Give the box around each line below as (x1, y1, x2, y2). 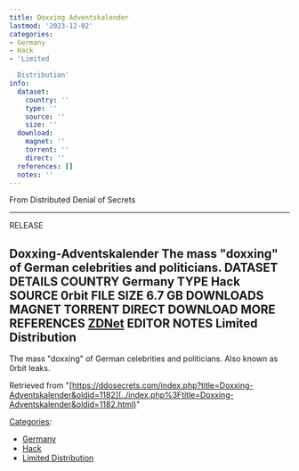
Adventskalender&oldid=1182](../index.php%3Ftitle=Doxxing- (9, 390, 234, 401)
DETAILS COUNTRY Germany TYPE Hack (9, 274, 240, 289)
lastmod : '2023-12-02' (9, 21, 93, 30)
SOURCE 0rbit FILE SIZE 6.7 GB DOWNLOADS (9, 287, 264, 303)
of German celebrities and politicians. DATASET (9, 260, 279, 275)
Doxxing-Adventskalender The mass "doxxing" (9, 246, 279, 261)
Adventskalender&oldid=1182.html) (9, 399, 137, 410)
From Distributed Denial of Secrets (9, 194, 136, 205)
